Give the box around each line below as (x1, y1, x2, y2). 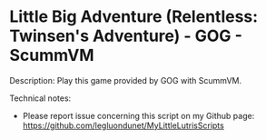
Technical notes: (9, 93, 72, 104)
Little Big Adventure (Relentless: (9, 6, 259, 27)
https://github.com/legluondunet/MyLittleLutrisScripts (22, 120, 224, 131)
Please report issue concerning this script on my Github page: (22, 110, 255, 121)
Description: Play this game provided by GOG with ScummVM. (9, 75, 242, 85)
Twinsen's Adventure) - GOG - (9, 25, 243, 46)
